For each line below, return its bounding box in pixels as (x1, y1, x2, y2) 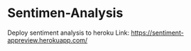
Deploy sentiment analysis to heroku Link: (7, 28, 130, 37)
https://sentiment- (131, 28, 185, 37)
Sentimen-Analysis (7, 5, 124, 21)
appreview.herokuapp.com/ (7, 35, 88, 44)
